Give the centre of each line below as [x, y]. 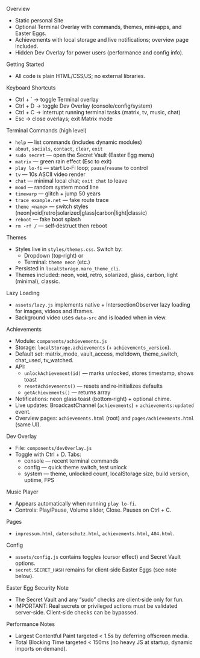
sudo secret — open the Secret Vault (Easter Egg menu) [85, 155]
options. [25, 563]
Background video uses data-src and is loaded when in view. [91, 318]
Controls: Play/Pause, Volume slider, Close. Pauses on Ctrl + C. [93, 510]
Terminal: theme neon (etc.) [57, 262]
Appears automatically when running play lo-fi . [76, 503]
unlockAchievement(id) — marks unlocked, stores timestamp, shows [109, 373]
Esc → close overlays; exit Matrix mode [64, 119]
